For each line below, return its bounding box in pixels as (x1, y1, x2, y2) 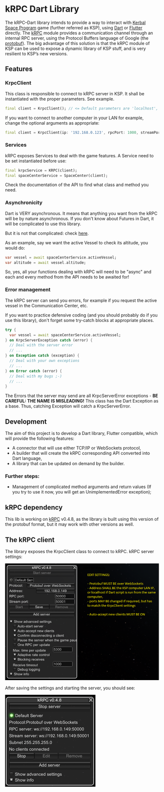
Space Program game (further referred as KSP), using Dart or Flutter (5, 24, 143, 30)
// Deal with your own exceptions (9, 358, 80, 364)
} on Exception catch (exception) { (5, 353, 80, 358)
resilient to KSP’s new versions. (5, 50, 68, 57)
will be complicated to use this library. (5, 221, 82, 227)
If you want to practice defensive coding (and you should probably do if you (5, 312, 158, 318)
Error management (5, 286, 51, 293)
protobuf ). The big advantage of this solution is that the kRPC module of (5, 40, 150, 46)
